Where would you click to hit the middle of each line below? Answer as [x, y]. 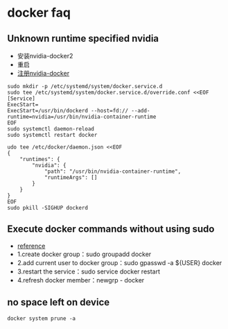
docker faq [39, 13]
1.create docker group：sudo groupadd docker [84, 254]
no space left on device [58, 302]
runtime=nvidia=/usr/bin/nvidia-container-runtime [82, 117]
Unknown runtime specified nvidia [83, 39]
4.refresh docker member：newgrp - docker [81, 280]
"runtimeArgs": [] [71, 178]
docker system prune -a [42, 318]
